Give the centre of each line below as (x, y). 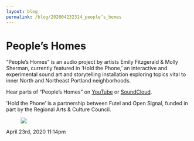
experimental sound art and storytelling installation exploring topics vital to (96, 74)
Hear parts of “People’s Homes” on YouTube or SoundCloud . (79, 92)
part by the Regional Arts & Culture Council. (59, 109)
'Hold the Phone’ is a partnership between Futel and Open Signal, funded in (97, 104)
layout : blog (22, 11)
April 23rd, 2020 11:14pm (36, 132)
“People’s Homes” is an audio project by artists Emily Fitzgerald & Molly (92, 62)
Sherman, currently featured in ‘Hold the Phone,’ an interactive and (87, 68)
